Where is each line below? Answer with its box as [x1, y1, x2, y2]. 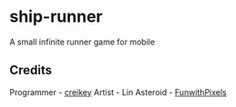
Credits [9, 63, 53, 78]
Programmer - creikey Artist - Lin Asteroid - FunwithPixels [9, 86, 227, 97]
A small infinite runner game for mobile [9, 36, 156, 47]
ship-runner [9, 6, 103, 27]
